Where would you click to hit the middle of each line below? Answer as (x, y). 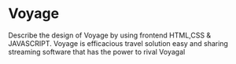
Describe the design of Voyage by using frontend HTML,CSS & (110, 35)
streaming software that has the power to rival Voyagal (97, 52)
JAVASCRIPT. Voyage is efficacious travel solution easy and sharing (118, 43)
